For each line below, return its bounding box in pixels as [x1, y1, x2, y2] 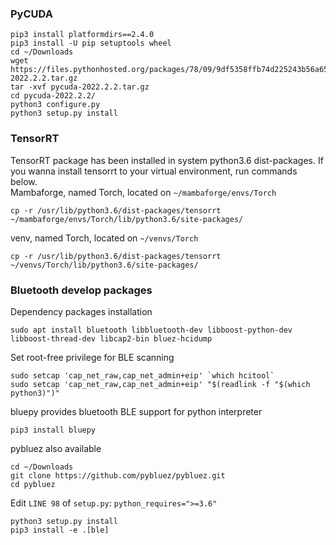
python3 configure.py [10, 100, 101, 110]
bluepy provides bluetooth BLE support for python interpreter [10, 405, 263, 417]
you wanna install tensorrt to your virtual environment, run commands [10, 165, 298, 177]
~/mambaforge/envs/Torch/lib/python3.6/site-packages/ [10, 214, 244, 224]
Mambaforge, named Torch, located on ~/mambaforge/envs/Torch [10, 186, 277, 198]
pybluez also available [10, 442, 102, 454]
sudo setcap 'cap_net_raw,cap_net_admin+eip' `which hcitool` [10, 370, 275, 381]
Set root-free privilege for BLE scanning [10, 351, 175, 363]
